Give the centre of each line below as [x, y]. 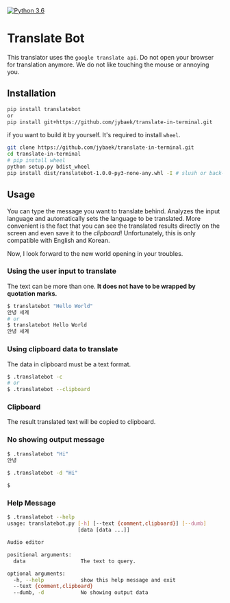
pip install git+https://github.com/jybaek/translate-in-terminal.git [110, 122]
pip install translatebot [44, 109]
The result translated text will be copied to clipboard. [81, 422]
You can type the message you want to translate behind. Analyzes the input [114, 211]
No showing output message [56, 440]
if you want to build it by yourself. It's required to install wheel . [94, 135]
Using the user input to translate [62, 271]
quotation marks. [32, 293]
